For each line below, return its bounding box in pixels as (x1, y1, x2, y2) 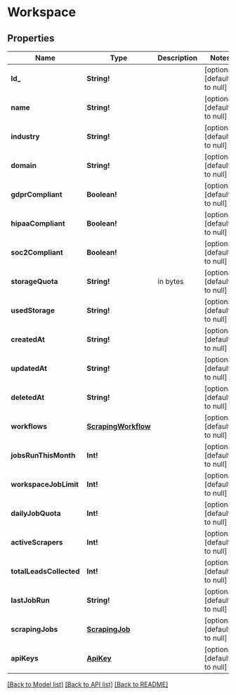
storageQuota (11, 277, 58, 286)
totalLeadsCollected (11, 566, 80, 576)
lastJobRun (11, 595, 51, 605)
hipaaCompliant (11, 219, 65, 228)
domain (11, 161, 37, 170)
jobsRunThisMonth (11, 450, 76, 460)
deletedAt (11, 393, 45, 402)
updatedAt (11, 363, 48, 373)
